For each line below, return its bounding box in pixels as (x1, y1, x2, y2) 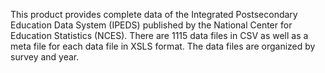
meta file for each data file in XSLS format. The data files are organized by (10, 40, 316, 52)
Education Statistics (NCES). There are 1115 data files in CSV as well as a (10, 30, 309, 41)
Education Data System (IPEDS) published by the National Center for (10, 19, 293, 31)
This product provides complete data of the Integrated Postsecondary (10, 9, 298, 20)
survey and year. (10, 51, 80, 63)
